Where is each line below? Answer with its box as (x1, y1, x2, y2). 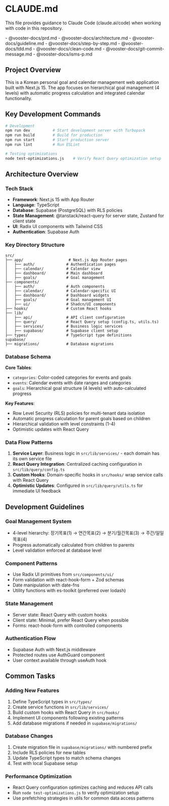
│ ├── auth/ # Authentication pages (5, 261, 116, 267)
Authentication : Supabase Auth (12, 229, 80, 235)
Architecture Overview (5, 170, 79, 178)
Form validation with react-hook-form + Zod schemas (12, 577, 125, 583)
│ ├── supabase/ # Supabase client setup (5, 328, 119, 333)
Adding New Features (5, 687, 60, 694)
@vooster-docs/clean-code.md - (36, 46, 105, 52)
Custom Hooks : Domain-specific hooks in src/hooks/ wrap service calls (12, 472, 163, 478)
